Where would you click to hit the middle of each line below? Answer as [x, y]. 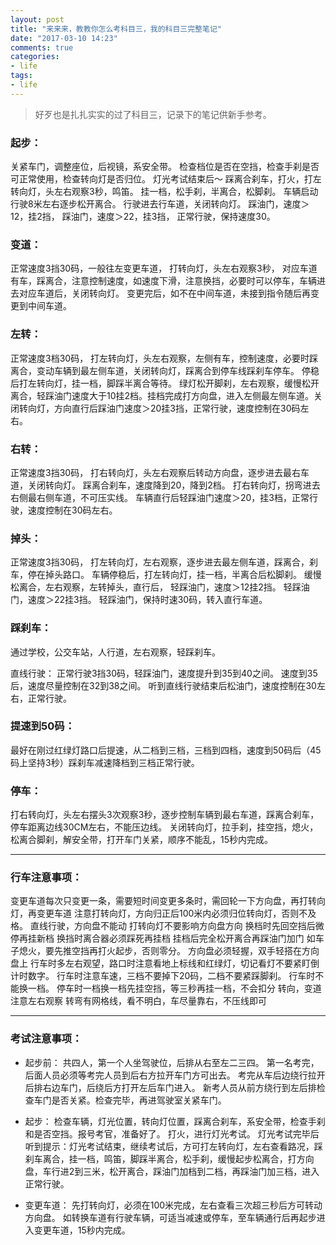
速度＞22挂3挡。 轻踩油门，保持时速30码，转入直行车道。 [147, 600]
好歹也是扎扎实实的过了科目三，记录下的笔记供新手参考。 [153, 114]
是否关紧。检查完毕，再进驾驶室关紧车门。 [139, 1100]
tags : [21, 76]
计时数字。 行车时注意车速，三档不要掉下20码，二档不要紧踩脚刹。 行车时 [163, 976]
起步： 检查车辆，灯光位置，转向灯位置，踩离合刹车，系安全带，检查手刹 [175, 1121]
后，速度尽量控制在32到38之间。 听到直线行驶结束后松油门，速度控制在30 [163, 685]
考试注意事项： [46, 1039]
